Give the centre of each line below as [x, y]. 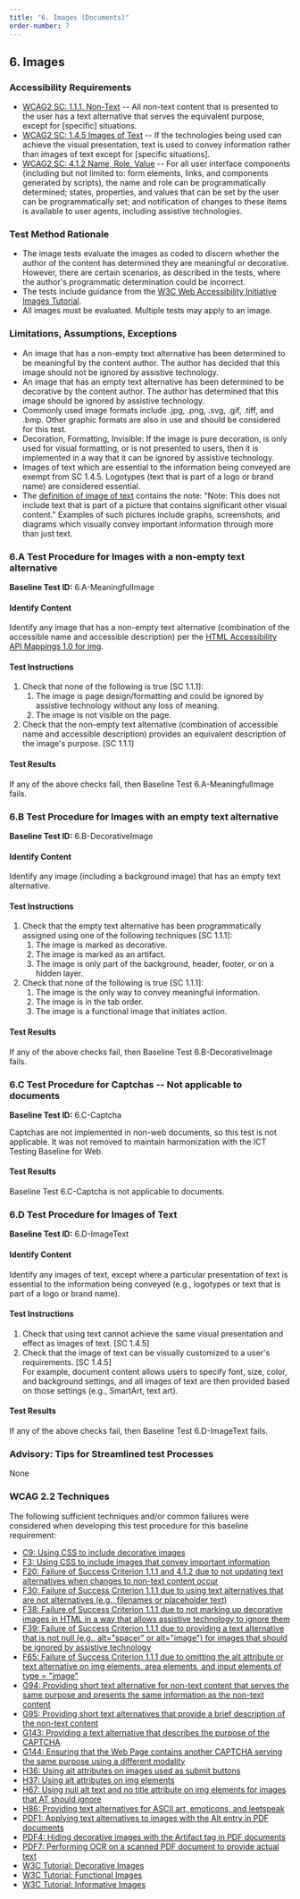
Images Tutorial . [52, 301]
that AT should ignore [62, 1799]
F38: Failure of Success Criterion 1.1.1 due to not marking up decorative [152, 1609]
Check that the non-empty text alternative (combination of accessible [150, 725]
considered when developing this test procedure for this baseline [129, 1525]
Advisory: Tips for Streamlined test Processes [112, 1453]
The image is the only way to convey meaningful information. [148, 993]
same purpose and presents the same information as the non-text [143, 1695]
